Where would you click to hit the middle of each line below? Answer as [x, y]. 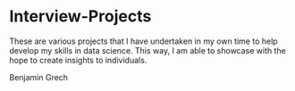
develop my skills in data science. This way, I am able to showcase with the [147, 50]
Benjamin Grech [39, 77]
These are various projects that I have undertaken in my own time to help [144, 41]
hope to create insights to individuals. [78, 60]
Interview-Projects [80, 17]
